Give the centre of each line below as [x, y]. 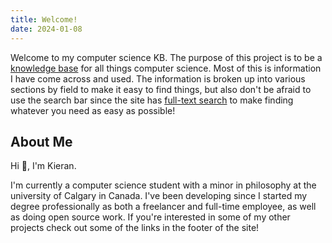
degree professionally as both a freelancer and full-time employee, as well [163, 207]
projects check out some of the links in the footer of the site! [135, 228]
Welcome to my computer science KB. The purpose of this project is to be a [166, 57]
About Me [41, 141]
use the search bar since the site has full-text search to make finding [152, 100]
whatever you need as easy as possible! [93, 110]
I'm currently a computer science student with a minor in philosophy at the [163, 185]
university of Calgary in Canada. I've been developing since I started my [159, 196]
